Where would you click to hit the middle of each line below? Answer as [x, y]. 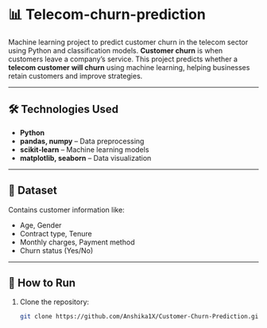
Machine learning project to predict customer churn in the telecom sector [128, 42]
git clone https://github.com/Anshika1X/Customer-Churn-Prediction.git [141, 317]
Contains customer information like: [66, 209]
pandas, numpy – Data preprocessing [82, 141]
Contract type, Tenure [56, 233]
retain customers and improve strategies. [75, 76]
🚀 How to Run [42, 283]
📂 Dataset [33, 191]
